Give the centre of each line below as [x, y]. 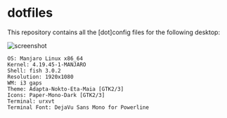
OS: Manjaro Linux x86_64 [45, 58]
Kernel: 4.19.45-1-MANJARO [47, 64]
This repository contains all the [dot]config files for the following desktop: [113, 32]
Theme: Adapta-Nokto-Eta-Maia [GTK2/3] [66, 89]
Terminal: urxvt [31, 101]
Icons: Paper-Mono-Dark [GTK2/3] [56, 95]
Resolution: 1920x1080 [40, 77]
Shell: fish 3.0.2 [34, 71]
